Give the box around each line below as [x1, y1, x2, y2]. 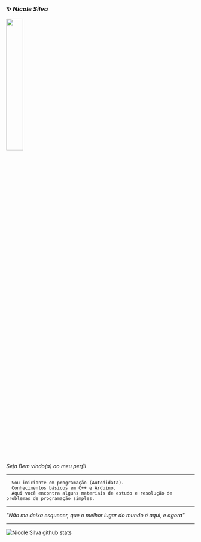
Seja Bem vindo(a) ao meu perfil [6, 463, 87, 470]
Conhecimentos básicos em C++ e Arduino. [11, 485, 117, 491]
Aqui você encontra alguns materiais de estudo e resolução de [11, 490, 172, 496]
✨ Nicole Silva [6, 5, 48, 13]
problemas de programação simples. [6, 496, 95, 502]
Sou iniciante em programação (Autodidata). [11, 480, 124, 486]
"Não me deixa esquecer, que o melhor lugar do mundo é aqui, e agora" [6, 512, 185, 519]
